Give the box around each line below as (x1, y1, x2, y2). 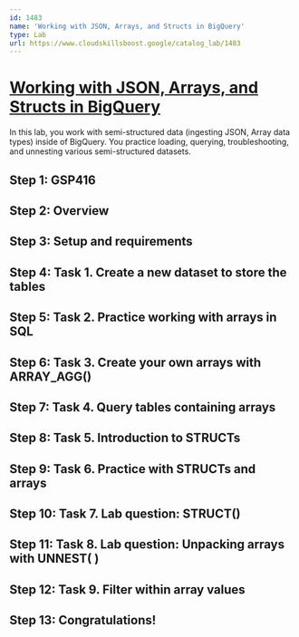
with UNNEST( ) (9, 551, 100, 566)
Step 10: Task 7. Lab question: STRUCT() (9, 507, 242, 522)
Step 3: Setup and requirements (9, 234, 193, 249)
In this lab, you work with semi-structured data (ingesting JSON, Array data (9, 127, 291, 138)
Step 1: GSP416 (9, 172, 97, 188)
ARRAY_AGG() (9, 369, 92, 384)
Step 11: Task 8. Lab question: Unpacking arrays (9, 536, 285, 553)
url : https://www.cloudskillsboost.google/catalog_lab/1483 (9, 38, 242, 48)
